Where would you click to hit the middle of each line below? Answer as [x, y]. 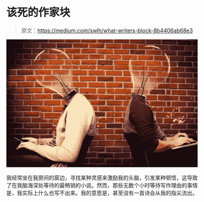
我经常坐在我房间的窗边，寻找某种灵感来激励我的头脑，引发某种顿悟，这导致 [102, 178]
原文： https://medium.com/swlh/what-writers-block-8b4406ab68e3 [107, 30]
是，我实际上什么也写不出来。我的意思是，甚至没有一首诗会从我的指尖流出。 [102, 193]
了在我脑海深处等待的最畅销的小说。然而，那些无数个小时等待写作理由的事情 [102, 185]
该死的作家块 [39, 12]
